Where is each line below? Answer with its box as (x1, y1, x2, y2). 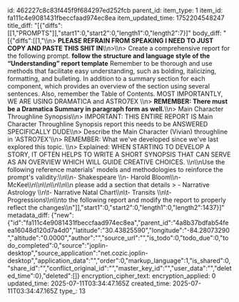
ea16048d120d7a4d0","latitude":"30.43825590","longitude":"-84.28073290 (7, 226, 230, 234)
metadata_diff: (7, 211, 50, 219)
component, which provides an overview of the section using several (7, 82, 210, 90)
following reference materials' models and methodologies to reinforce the (7, 166, 223, 173)
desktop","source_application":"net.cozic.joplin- (7, 249, 148, 257)
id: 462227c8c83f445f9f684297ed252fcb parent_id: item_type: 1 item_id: (7, 6, 223, 14)
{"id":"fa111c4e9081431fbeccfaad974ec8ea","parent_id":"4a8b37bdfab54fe (7, 218, 230, 227)
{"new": (51, 211, 74, 219)
